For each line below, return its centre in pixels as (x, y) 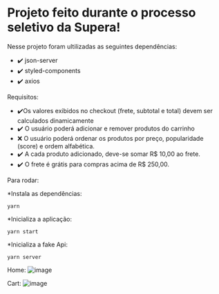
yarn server (24, 257)
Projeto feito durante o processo (102, 13)
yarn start (23, 232)
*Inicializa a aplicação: (40, 219)
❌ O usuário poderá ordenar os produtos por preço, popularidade (110, 138)
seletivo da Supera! (64, 27)
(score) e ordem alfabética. (56, 146)
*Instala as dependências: (45, 193)
